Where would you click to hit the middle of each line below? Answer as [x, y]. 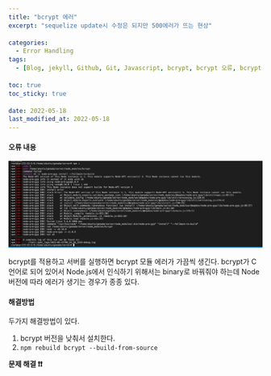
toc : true [25, 85]
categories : [28, 43]
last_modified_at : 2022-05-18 [59, 119]
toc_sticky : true [38, 94]
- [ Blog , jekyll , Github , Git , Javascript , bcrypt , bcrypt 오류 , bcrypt [139, 69]
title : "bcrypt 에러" [43, 17]
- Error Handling [45, 51]
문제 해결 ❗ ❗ [25, 364]
